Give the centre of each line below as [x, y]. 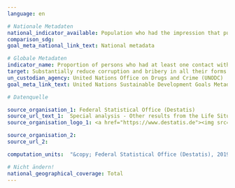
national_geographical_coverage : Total [65, 173]
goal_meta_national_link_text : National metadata [81, 46]
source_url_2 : [28, 142]
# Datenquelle [28, 97]
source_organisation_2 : [42, 136]
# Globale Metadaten [37, 59]
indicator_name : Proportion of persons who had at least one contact [111, 65]
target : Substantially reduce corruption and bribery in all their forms [117, 71]
